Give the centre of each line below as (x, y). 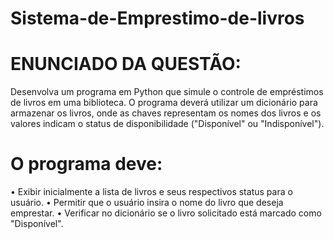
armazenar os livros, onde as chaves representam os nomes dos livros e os (166, 113)
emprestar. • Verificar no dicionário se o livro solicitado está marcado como (166, 213)
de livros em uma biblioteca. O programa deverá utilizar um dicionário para (164, 103)
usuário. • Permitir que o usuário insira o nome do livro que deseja (147, 203)
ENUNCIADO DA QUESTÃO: (126, 64)
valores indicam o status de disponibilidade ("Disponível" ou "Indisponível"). (167, 124)
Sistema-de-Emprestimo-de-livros (157, 18)
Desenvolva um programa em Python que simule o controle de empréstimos (167, 92)
